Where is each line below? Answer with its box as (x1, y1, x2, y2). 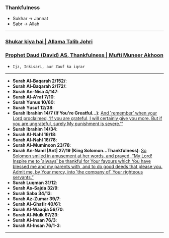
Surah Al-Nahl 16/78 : (12, 137, 57, 143)
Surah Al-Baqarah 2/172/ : (12, 83, 67, 89)
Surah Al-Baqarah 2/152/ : (12, 78, 67, 84)
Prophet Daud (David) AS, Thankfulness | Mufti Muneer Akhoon (5, 52, 163, 59)
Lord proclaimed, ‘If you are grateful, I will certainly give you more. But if (12, 115, 162, 121)
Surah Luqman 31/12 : (12, 180, 58, 186)
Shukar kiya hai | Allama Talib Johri (5, 38, 93, 45)
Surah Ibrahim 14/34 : (12, 126, 58, 132)
